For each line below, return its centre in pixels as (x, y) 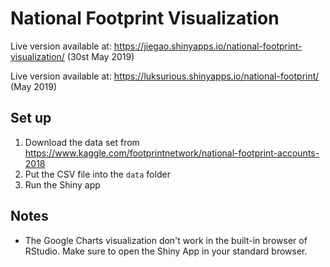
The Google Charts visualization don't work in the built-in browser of (166, 240)
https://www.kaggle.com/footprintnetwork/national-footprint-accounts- (172, 153)
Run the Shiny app (62, 184)
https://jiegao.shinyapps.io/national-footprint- (208, 46)
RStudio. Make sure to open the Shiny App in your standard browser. (166, 251)
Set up (31, 118)
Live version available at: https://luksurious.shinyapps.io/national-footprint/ (165, 76)
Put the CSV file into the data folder (97, 174)
